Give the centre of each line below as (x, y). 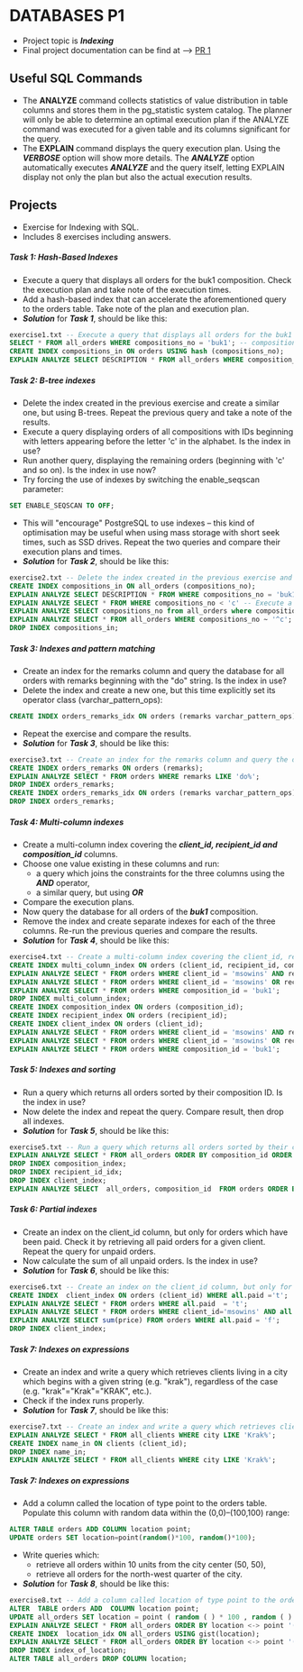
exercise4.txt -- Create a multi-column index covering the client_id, (147, 957)
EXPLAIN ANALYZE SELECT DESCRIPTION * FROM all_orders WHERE (127, 360)
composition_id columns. (70, 854)
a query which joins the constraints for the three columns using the (161, 873)
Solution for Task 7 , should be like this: (95, 1410)
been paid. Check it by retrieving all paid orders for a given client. (144, 1241)
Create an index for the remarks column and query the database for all (153, 671)
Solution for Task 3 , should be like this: (96, 743)
